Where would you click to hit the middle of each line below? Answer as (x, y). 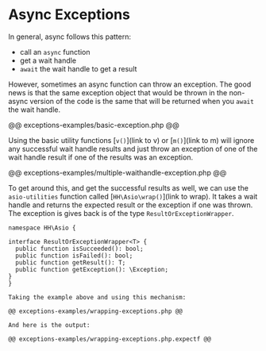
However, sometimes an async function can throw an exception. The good (130, 84)
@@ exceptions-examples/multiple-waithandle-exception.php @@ (118, 172)
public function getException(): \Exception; (92, 269)
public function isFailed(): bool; (74, 256)
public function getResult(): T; (71, 262)
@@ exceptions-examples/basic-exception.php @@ (94, 125)
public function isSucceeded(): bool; (80, 249)
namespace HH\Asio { (42, 228)
